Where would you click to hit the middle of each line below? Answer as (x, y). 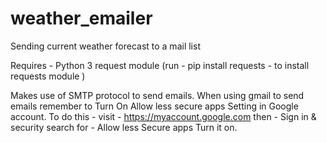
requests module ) (48, 76)
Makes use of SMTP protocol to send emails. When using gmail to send (157, 95)
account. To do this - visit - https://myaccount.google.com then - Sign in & (163, 116)
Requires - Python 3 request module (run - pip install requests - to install (160, 65)
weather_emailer (81, 18)
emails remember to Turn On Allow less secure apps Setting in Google (154, 106)
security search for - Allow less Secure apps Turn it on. (124, 127)
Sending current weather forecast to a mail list (105, 46)
